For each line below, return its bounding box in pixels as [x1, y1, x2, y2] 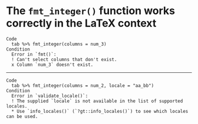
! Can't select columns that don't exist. [11, 56, 117, 62]
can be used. [6, 113, 38, 119]
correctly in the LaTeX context [6, 16, 157, 30]
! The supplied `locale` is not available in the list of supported [11, 98, 183, 104]
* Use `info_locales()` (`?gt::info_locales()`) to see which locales [11, 108, 189, 114]
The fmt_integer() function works [6, 4, 176, 18]
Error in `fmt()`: [11, 51, 57, 57]
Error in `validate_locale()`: [11, 93, 88, 99]
